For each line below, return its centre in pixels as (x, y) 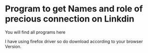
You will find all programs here (35, 32)
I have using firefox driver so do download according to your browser (74, 41)
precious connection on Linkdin (70, 19)
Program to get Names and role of (74, 9)
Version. (13, 46)
